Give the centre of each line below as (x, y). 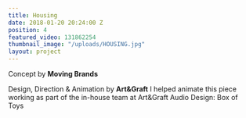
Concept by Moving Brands (53, 74)
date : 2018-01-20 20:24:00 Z (56, 23)
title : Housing (33, 15)
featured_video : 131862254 (52, 37)
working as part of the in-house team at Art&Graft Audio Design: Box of (123, 97)
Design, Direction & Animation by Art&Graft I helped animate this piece (123, 89)
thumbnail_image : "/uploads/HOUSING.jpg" (77, 45)
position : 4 (27, 30)
